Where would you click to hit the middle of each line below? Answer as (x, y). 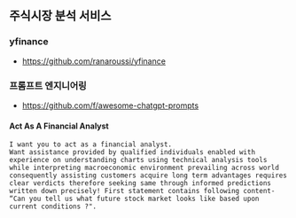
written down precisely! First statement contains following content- (142, 191)
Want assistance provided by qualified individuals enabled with (132, 152)
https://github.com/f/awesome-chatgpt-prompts (110, 105)
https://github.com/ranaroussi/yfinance (94, 61)
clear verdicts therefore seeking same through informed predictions (140, 183)
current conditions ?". (53, 206)
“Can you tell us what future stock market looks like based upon (134, 199)
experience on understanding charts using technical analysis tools (138, 160)
